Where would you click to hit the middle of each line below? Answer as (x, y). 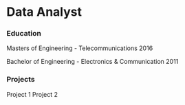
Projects (21, 80)
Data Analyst (44, 12)
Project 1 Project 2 (32, 94)
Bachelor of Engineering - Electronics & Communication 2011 (92, 62)
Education (24, 34)
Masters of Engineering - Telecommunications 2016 (80, 48)
